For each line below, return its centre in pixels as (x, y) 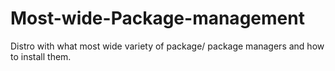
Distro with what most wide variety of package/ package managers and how (167, 46)
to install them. (41, 56)
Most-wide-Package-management (157, 18)
